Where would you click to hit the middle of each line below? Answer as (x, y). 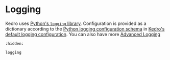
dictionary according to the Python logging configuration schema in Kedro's (85, 28)
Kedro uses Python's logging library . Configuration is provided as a (76, 23)
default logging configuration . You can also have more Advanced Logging (83, 34)
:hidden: (15, 43)
